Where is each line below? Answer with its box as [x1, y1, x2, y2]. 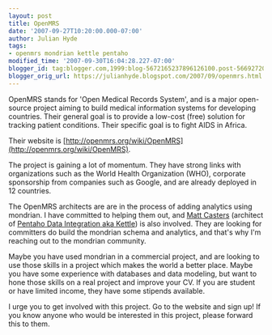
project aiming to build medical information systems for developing [33, 103, 257, 112]
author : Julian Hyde [8, 34, 79, 43]
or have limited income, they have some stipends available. [8, 286, 205, 295]
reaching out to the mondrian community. [8, 235, 147, 245]
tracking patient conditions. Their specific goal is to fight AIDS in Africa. [8, 120, 248, 129]
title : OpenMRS [8, 19, 60, 28]
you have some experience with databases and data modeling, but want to [8, 269, 257, 278]
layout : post [8, 11, 53, 20]
